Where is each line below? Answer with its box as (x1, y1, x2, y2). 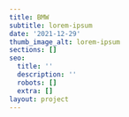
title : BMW (9, 12, 49, 22)
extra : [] (17, 86, 53, 95)
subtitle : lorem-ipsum (9, 21, 93, 30)
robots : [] (17, 78, 57, 87)
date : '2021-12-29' (9, 29, 81, 38)
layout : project (9, 94, 69, 104)
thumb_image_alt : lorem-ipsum (9, 37, 121, 47)
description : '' (17, 70, 77, 79)
